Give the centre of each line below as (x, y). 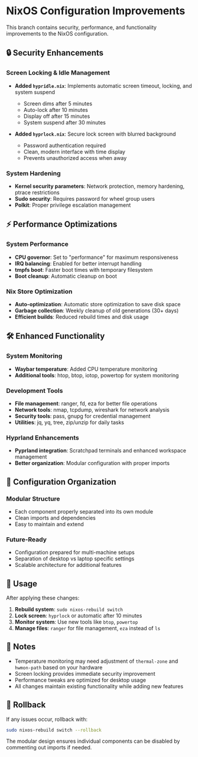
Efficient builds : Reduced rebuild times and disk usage (82, 317)
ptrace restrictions (37, 192)
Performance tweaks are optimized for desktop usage (80, 680)
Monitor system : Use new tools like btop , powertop (76, 622)
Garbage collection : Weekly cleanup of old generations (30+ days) (97, 310)
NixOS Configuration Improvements (96, 11)
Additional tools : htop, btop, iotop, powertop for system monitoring (97, 375)
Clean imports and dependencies (55, 518)
